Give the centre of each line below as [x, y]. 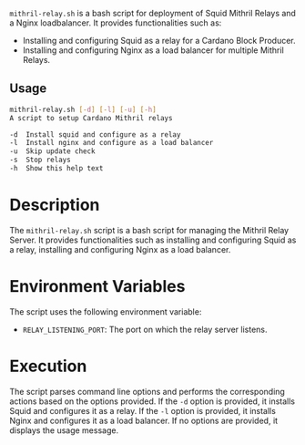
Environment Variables [97, 287]
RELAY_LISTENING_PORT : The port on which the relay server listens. [145, 329]
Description [55, 205]
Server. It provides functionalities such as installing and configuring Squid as [153, 240]
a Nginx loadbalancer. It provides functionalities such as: [116, 23]
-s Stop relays [40, 160]
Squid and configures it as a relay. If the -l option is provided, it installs [142, 410]
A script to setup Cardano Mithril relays [91, 118]
